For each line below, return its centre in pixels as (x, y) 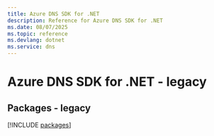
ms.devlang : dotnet (36, 40)
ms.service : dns (31, 47)
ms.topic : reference (38, 34)
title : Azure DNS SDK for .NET (53, 14)
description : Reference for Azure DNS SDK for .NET (85, 21)
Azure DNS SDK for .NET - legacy (107, 82)
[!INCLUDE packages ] (39, 125)
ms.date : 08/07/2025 (38, 27)
